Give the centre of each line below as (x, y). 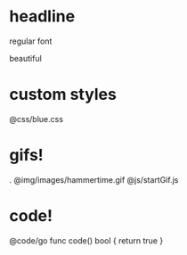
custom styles (63, 95)
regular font (31, 41)
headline (42, 16)
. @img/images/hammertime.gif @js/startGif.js (94, 179)
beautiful (25, 58)
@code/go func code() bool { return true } (86, 240)
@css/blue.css (37, 119)
